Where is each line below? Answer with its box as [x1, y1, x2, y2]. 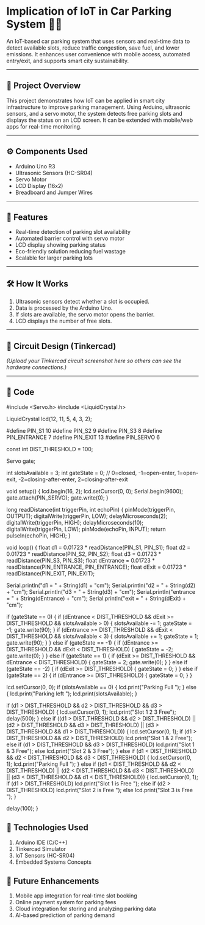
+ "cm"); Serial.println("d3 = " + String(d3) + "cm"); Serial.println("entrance [6, 588, 196, 595]
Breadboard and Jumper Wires [15, 189, 93, 196]
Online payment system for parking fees [15, 899, 117, 906]
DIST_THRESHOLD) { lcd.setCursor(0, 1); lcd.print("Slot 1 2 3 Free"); [6, 708, 176, 716]
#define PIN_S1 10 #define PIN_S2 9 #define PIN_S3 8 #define [6, 427, 163, 434]
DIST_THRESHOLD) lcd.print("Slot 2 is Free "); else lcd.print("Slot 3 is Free [6, 786, 193, 793]
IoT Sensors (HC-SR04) [15, 852, 75, 859]
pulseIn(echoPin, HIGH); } [6, 531, 71, 539]
